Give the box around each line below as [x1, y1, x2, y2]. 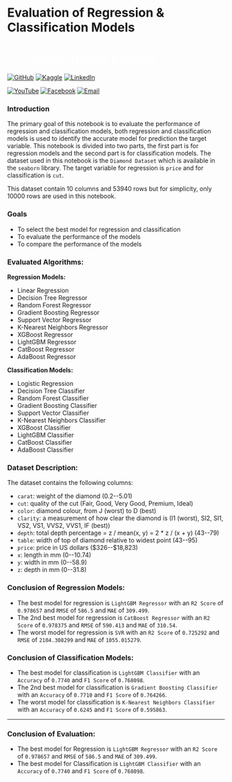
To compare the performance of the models [17, 240, 142, 248]
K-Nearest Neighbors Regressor [17, 323, 108, 332]
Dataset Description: [7, 463, 78, 472]
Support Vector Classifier [17, 409, 90, 417]
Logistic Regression [17, 380, 74, 388]
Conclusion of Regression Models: [7, 583, 126, 593]
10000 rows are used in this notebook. [7, 192, 116, 200]
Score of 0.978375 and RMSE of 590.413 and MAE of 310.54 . [17, 621, 177, 629]
